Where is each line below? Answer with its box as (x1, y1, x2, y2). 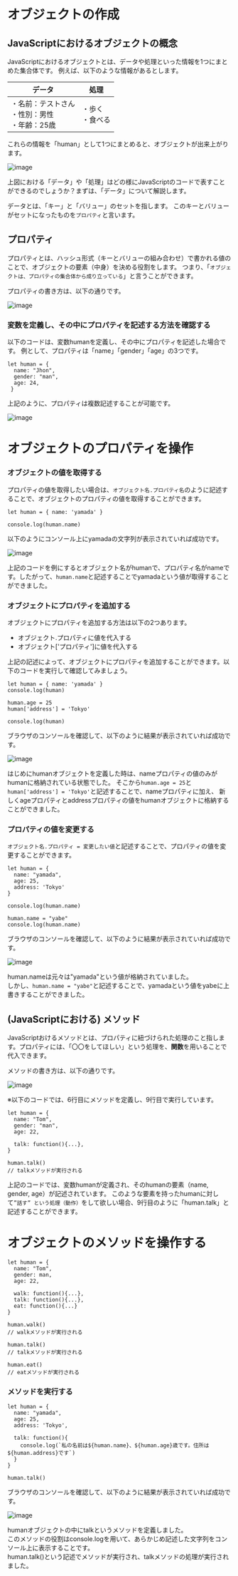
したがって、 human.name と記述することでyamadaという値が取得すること (18, 572, 229, 581)
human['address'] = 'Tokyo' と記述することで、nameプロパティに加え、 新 (7, 787, 226, 795)
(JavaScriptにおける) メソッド (7, 1013, 141, 1025)
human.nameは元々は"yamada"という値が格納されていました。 (7, 972, 193, 981)
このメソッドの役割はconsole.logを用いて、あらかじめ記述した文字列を (7, 1535, 215, 1543)
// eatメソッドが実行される (7, 1369, 80, 1376)
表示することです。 (38, 1544, 94, 1552)
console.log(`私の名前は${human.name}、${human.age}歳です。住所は (20, 1442, 210, 1449)
